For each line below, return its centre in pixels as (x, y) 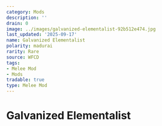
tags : (13, 63)
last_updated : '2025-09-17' (42, 35)
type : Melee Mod (27, 86)
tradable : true (25, 80)
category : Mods (25, 12)
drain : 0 (17, 23)
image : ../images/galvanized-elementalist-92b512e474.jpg (81, 29)
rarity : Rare (23, 52)
